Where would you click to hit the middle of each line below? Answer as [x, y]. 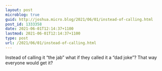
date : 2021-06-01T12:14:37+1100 [39, 29]
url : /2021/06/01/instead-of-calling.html [51, 43]
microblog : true [22, 15]
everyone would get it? [29, 63]
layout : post [19, 10]
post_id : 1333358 [24, 24]
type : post [17, 39]
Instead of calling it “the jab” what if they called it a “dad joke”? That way [81, 57]
